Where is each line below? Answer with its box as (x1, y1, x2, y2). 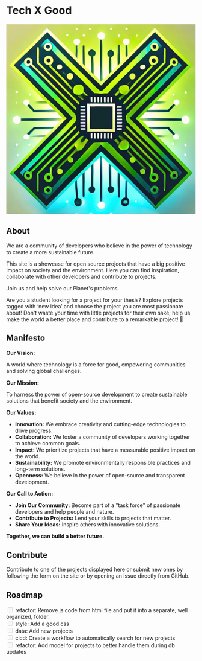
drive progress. (14, 427, 53, 434)
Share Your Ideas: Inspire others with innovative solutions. (14, 520, 161, 528)
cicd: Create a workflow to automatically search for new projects (14, 634, 176, 642)
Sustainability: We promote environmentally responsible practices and (14, 459, 191, 466)
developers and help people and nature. (14, 508, 114, 515)
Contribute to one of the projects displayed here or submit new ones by (6, 566, 183, 573)
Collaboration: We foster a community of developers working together (14, 433, 191, 441)
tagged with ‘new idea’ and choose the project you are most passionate (6, 302, 183, 310)
